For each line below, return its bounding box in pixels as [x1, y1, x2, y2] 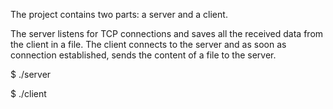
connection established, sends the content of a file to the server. [10, 49, 277, 61]
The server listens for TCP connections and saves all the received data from [10, 28, 324, 39]
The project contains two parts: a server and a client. [10, 9, 228, 20]
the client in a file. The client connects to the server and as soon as [10, 39, 287, 50]
